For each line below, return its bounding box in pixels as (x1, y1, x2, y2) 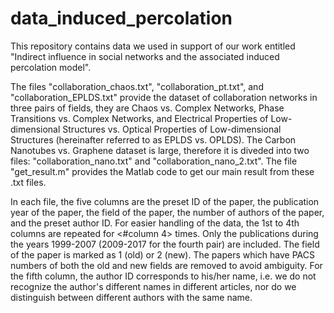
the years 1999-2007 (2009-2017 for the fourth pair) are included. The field (10, 238, 320, 250)
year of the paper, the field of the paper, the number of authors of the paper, (10, 206, 325, 218)
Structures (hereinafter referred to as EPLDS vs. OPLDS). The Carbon (10, 133, 297, 146)
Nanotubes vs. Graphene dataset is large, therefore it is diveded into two (10, 144, 310, 156)
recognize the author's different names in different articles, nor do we (10, 280, 297, 292)
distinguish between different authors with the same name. (10, 291, 253, 303)
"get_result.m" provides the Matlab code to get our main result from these (10, 165, 315, 177)
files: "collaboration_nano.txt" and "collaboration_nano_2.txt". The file (10, 155, 298, 167)
